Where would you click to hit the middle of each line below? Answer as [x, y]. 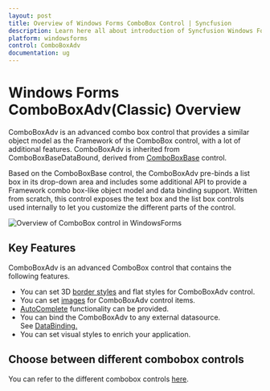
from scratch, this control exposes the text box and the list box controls [126, 198]
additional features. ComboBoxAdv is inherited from [94, 149]
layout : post [30, 16]
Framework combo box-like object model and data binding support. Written [133, 190]
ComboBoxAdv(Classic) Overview [125, 110]
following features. [39, 276]
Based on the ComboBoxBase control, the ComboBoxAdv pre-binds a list [129, 173]
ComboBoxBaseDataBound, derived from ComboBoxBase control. [118, 157]
